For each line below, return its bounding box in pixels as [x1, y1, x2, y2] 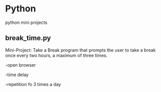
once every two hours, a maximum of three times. [5, 52, 107, 58]
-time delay [5, 72, 29, 78]
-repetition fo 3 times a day [5, 81, 61, 87]
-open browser [5, 62, 36, 68]
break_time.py [5, 34, 51, 42]
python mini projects [5, 19, 47, 25]
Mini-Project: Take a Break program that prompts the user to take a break [5, 47, 156, 53]
